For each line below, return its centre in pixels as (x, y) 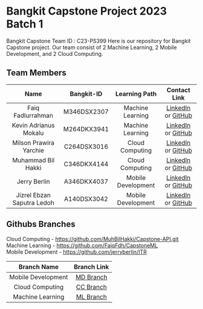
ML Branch (91, 297)
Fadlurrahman (33, 115)
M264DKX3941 (86, 129)
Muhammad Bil (33, 160)
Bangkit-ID (86, 93)
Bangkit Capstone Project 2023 (87, 11)
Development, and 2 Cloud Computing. (55, 53)
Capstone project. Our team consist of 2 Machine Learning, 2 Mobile (92, 47)
